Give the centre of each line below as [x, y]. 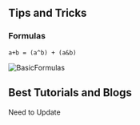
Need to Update [35, 112]
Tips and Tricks [48, 13]
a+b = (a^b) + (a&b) [43, 52]
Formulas [27, 36]
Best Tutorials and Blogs [70, 93]
